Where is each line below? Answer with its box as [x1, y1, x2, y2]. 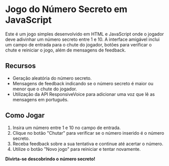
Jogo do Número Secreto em [5, 4, 128, 15]
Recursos [5, 62, 36, 70]
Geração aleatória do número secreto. [12, 75, 92, 81]
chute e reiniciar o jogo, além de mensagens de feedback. [5, 47, 126, 53]
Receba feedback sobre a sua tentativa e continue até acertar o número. [12, 140, 163, 147]
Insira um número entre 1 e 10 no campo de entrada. [12, 125, 121, 131]
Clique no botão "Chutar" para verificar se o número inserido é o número [12, 130, 164, 136]
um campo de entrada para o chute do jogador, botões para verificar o [5, 41, 152, 47]
